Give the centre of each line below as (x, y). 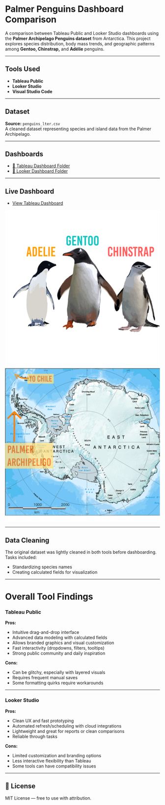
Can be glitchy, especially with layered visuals (59, 672)
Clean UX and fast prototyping (43, 721)
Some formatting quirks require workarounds (58, 683)
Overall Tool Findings (49, 597)
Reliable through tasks (35, 736)
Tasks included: (21, 557)
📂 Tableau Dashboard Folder (41, 166)
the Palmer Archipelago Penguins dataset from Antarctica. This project (78, 38)
